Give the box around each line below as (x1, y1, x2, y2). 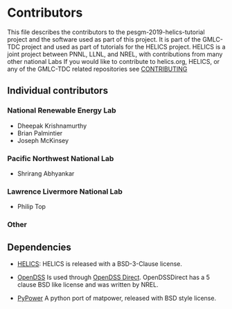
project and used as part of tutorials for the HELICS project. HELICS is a (21, 42, 226, 51)
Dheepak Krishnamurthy (17, 122, 87, 130)
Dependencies (7, 241, 71, 253)
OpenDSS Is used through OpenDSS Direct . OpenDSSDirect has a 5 (17, 273, 210, 281)
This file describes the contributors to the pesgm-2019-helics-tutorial (7, 28, 206, 36)
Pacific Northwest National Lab (7, 153, 114, 163)
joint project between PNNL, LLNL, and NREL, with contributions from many (7, 50, 223, 58)
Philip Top (17, 203, 46, 211)
